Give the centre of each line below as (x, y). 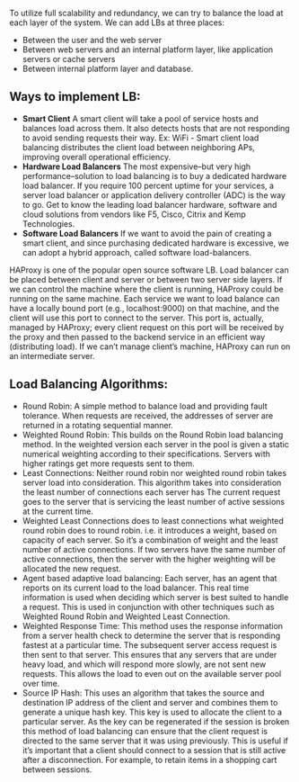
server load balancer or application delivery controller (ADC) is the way (154, 195)
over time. (41, 683)
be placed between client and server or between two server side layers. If (146, 279)
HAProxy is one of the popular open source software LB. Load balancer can (149, 270)
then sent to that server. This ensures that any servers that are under (149, 654)
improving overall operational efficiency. (97, 157)
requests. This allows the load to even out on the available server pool (152, 673)
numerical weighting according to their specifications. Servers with (146, 454)
